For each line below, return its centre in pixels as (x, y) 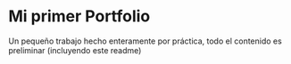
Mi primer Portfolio (79, 16)
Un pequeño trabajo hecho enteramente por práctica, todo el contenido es (145, 41)
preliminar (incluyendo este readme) (75, 50)
